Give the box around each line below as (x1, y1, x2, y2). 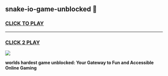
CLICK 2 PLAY (5, 38, 40, 45)
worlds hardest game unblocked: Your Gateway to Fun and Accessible (5, 59, 154, 65)
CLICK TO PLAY (5, 20, 44, 27)
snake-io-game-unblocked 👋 (5, 5, 97, 13)
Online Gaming (5, 64, 37, 70)
